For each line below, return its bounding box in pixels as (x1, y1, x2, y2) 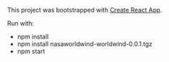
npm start (17, 48, 45, 55)
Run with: (7, 19, 35, 27)
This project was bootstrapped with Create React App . (7, 6, 163, 14)
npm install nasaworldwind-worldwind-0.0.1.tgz (17, 40, 152, 48)
